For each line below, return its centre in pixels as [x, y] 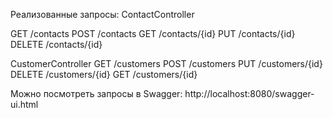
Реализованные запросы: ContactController [102, 14]
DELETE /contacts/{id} [56, 44]
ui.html [24, 104]
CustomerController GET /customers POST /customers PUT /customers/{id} [166, 63]
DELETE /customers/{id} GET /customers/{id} [104, 74]
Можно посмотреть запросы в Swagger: [96, 93]
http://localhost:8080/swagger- [249, 93]
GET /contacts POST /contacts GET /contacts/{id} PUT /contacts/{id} [153, 33]
